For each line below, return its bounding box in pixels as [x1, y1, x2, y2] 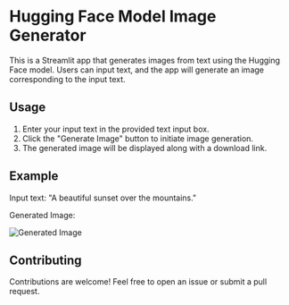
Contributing [9, 252, 82, 267]
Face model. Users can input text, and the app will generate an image [9, 64, 265, 75]
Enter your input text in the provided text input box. [21, 123, 210, 134]
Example [9, 168, 59, 184]
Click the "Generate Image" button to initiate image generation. [21, 132, 254, 144]
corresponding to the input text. [9, 73, 127, 84]
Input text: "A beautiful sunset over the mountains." [9, 192, 197, 203]
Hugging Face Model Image [9, 6, 217, 27]
